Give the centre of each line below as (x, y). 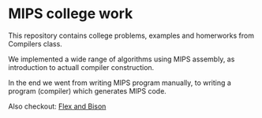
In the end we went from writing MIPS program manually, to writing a (120, 83)
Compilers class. (36, 43)
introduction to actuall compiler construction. (81, 67)
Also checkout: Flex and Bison (57, 106)
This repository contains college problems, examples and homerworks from (131, 35)
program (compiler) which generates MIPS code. (88, 90)
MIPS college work (71, 14)
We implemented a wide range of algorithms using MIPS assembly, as (122, 59)
